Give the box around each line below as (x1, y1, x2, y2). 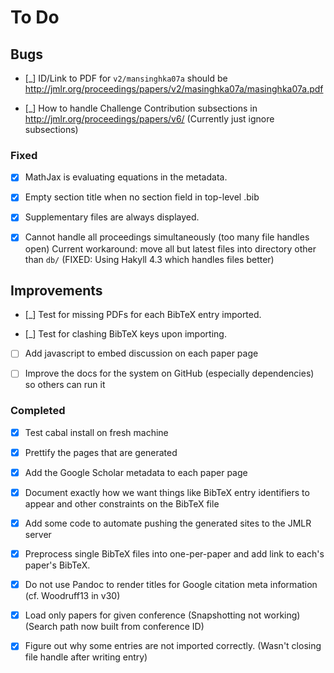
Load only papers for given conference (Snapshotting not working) (24, 609, 301, 621)
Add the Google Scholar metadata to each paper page (24, 466, 248, 478)
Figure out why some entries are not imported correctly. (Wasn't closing (24, 640, 322, 652)
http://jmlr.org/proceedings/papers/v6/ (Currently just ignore (24, 113, 275, 125)
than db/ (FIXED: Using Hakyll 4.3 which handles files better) (24, 253, 275, 265)
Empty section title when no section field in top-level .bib (24, 191, 260, 203)
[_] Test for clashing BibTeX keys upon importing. (24, 328, 227, 340)
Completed (10, 404, 66, 418)
